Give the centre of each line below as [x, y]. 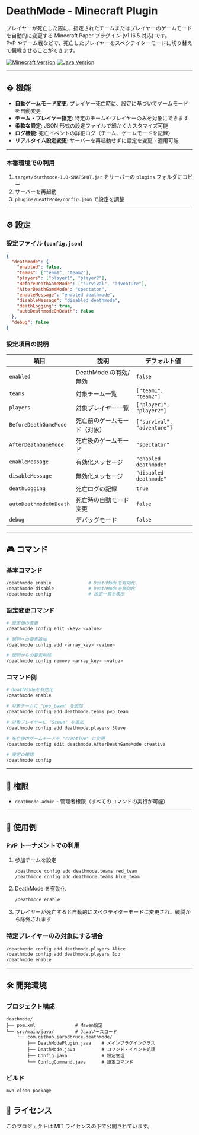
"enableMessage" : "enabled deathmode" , [66, 295]
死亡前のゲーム [96, 421]
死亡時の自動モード [102, 500]
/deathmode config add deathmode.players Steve [66, 728]
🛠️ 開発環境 [27, 985]
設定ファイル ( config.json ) [44, 243]
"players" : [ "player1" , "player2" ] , [62, 278]
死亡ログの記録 [96, 489]
